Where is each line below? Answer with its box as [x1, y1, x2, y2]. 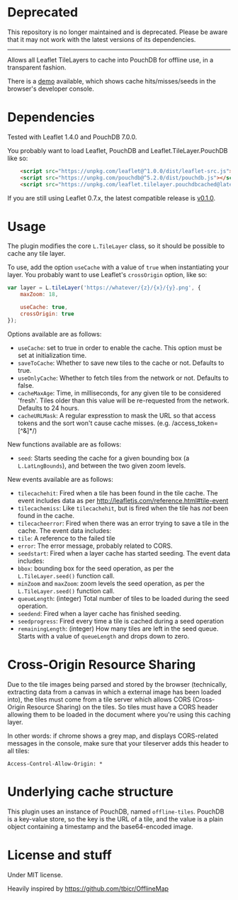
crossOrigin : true [20, 310, 74, 317]
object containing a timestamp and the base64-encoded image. [7, 822, 193, 831]
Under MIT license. [7, 870, 63, 879]
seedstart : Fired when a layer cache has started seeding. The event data [17, 549, 231, 557]
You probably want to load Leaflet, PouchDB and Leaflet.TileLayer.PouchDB [7, 146, 228, 154]
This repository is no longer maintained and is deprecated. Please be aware [7, 28, 228, 36]
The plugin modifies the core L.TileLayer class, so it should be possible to [7, 242, 225, 250]
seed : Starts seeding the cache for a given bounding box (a [17, 454, 190, 462]
